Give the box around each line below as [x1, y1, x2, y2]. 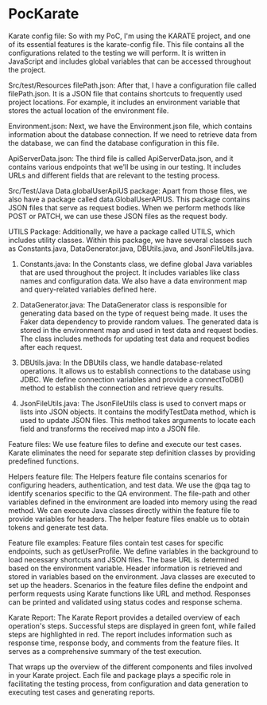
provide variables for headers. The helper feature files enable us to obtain [8, 514, 250, 523]
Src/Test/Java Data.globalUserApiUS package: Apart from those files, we [8, 186, 248, 195]
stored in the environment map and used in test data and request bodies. [19, 325, 258, 335]
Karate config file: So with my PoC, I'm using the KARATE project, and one [8, 31, 251, 41]
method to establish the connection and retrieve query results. [19, 383, 224, 393]
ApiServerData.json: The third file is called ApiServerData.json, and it [8, 153, 234, 163]
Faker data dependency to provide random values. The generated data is [19, 316, 259, 327]
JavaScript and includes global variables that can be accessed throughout [8, 57, 252, 66]
